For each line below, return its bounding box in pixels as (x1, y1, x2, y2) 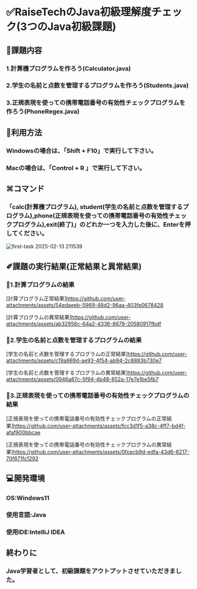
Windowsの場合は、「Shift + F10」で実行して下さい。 (6, 146, 157, 154)
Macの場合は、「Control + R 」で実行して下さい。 (6, 164, 145, 172)
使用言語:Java (6, 510, 46, 519)
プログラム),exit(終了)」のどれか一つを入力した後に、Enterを (12, 220, 185, 228)
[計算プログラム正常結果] (6, 295, 66, 302)
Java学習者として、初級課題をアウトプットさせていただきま (6, 567, 176, 575)
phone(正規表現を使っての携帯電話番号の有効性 (34, 211, 169, 220)
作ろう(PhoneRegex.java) (6, 107, 80, 116)
